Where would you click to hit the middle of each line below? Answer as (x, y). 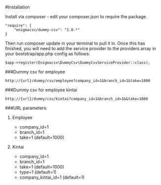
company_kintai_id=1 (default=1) (52, 177)
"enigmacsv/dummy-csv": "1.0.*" (47, 30)
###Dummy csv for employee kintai (41, 90)
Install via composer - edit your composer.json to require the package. (76, 16)
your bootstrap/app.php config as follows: (48, 54)
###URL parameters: (26, 108)
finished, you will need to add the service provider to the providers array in (80, 48)
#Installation (18, 7)
